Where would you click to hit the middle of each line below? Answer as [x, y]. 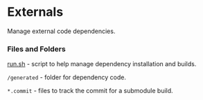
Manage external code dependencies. [61, 31]
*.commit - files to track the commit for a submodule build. [90, 91]
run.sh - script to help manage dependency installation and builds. [102, 64]
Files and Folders [36, 49]
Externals [35, 12]
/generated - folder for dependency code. [67, 77]
